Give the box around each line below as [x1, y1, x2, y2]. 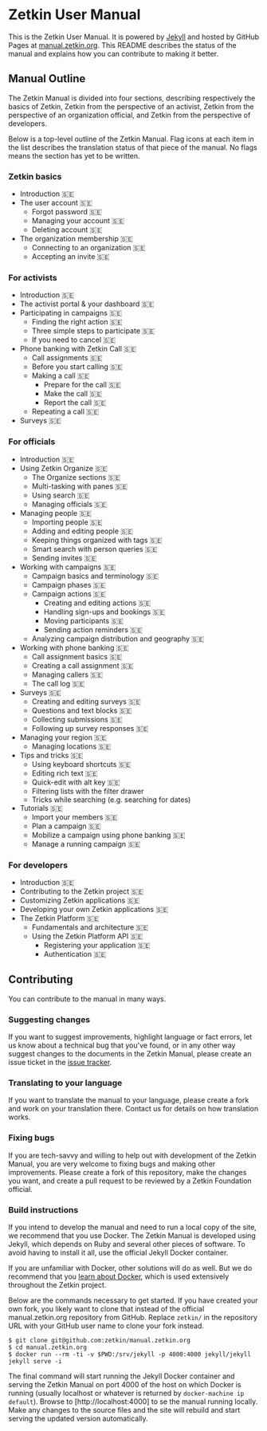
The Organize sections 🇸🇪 [31, 472, 121, 482]
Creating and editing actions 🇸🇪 [43, 598, 151, 607]
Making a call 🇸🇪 [31, 371, 90, 380]
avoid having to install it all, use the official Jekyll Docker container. [8, 1248, 229, 1257]
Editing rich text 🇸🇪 [31, 768, 98, 778]
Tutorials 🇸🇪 [19, 803, 64, 812]
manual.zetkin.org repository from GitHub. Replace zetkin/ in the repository [8, 1312, 257, 1322]
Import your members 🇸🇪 [31, 812, 118, 822]
